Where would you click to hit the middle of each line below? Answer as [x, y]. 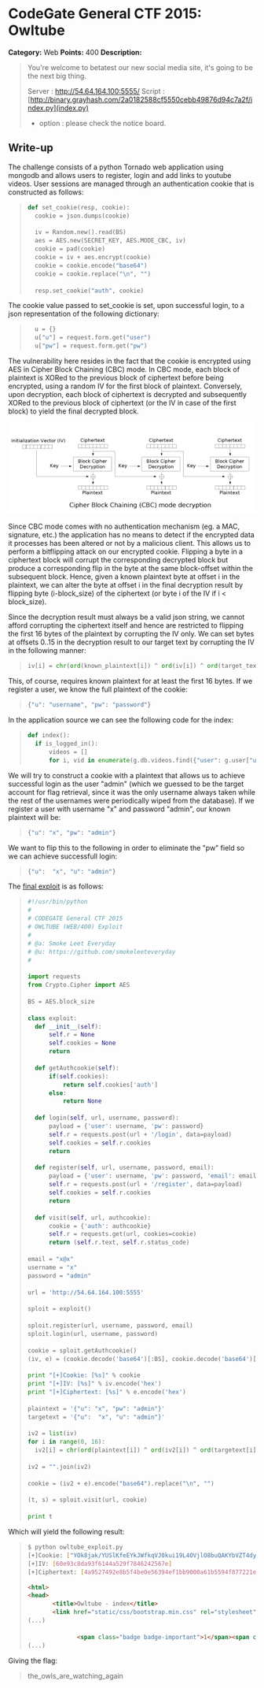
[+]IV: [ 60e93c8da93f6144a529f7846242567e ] [100, 1564]
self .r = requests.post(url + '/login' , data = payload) [140, 1134]
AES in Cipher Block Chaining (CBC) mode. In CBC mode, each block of [124, 369]
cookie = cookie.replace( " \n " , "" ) [93, 274]
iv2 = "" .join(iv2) [59, 1467]
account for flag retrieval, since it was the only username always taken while [132, 792]
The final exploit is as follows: [56, 886]
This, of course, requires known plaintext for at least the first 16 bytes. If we [130, 681]
